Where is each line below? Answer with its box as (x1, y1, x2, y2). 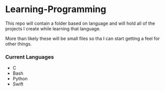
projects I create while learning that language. (5, 25, 101, 31)
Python (12, 76, 28, 82)
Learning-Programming (5, 4, 106, 15)
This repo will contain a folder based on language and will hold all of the (5, 20, 155, 26)
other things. (5, 40, 32, 47)
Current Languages (5, 53, 54, 60)
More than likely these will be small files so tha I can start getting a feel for (5, 35, 160, 41)
